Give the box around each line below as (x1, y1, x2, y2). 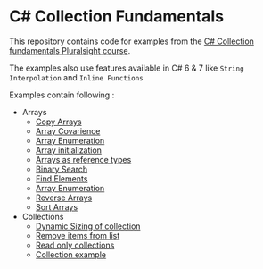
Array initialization (35, 145, 103, 156)
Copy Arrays (35, 116, 82, 127)
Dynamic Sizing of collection (35, 221, 141, 231)
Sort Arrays (35, 201, 78, 212)
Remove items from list (35, 230, 120, 240)
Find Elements (35, 172, 88, 184)
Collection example (35, 248, 107, 260)
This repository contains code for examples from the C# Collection (9, 36, 254, 46)
